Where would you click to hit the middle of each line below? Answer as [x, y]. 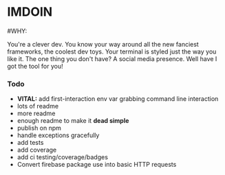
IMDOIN [30, 12]
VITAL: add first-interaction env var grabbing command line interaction [118, 99]
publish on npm [39, 128]
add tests [30, 143]
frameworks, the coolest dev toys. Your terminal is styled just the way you [112, 51]
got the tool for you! [35, 66]
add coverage [37, 150]
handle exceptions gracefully [58, 135]
